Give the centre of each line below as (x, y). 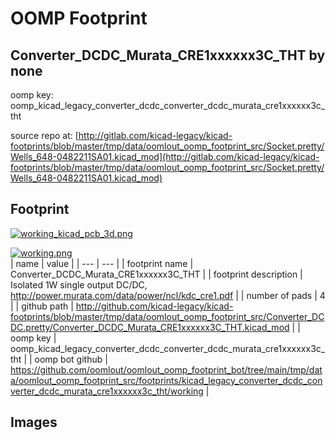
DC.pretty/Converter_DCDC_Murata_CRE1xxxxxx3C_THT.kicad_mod (150, 327)
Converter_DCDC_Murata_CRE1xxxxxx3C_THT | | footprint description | (156, 274)
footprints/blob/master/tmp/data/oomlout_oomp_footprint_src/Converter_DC (167, 316)
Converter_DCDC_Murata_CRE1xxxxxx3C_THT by (168, 55)
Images (34, 422)
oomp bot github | (71, 359)
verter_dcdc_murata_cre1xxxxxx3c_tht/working (107, 391)
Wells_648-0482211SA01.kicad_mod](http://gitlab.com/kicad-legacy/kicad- (165, 156)
